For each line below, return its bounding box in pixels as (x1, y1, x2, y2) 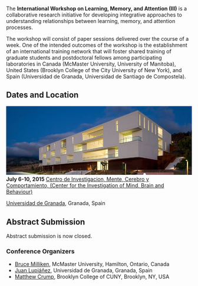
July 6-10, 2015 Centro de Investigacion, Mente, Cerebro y (6, 175, 149, 183)
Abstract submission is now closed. (6, 233, 93, 240)
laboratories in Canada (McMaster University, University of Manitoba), (6, 60, 176, 67)
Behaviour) (6, 188, 33, 196)
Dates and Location (6, 90, 79, 100)
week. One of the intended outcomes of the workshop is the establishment (6, 41, 187, 48)
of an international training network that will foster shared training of (6, 48, 172, 55)
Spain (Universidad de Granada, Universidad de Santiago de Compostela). (6, 73, 187, 80)
